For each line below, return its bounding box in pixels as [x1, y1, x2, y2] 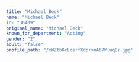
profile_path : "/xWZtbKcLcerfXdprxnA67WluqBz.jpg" [6, 47, 134, 53]
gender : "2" [6, 36, 35, 42]
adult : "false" [6, 42, 44, 48]
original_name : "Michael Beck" [6, 25, 83, 31]
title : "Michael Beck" [6, 8, 62, 15]
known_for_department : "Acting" [6, 31, 86, 37]
